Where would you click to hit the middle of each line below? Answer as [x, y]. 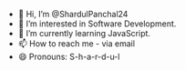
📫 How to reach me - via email [76, 44]
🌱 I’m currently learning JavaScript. [84, 33]
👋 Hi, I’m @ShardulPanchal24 [73, 14]
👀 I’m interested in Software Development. [97, 24]
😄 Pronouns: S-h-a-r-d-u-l [69, 56]
